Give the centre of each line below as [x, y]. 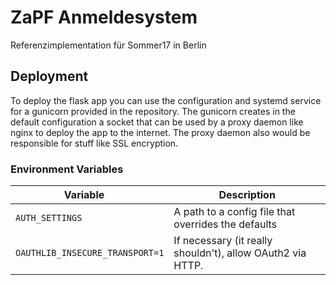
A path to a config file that [234, 212]
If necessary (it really [223, 241]
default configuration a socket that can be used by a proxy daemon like [157, 122]
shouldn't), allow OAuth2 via [240, 253]
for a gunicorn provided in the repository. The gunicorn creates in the [153, 111]
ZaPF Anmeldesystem [104, 17]
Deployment [49, 76]
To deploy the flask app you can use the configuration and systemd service [166, 100]
